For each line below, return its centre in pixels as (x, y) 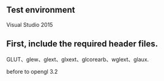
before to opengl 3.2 (32, 71)
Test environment (41, 10)
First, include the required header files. (82, 44)
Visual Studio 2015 (30, 24)
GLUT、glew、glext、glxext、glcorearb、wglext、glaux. (78, 59)
